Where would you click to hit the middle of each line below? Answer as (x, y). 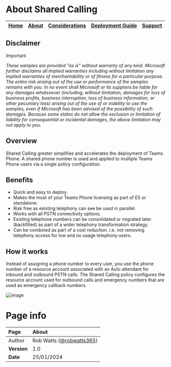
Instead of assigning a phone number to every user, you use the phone (80, 264)
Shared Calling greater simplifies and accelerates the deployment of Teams (84, 153)
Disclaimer (23, 44)
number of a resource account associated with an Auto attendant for (77, 269)
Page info (26, 316)
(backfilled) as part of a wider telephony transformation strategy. (81, 224)
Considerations (67, 25)
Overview (22, 141)
